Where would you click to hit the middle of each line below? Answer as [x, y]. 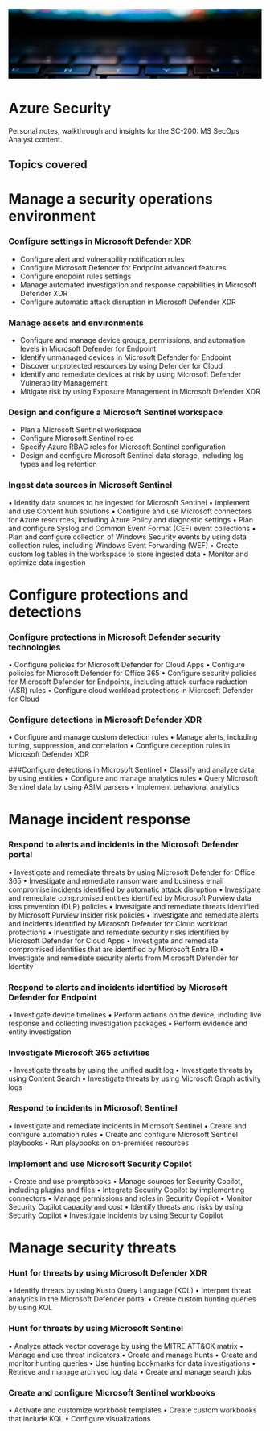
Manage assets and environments [76, 323]
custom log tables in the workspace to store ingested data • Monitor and [129, 554]
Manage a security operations [110, 199]
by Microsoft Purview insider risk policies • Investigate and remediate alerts [133, 915]
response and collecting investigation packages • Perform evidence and [128, 1024]
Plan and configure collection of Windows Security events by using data [128, 537]
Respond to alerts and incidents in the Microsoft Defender [124, 844]
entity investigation [40, 1032]
